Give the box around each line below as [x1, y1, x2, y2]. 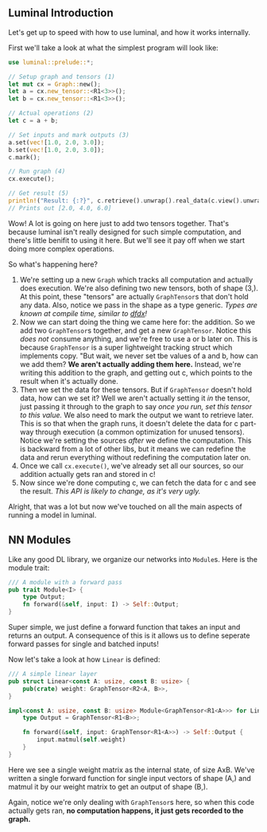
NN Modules [8, 533, 72, 547]
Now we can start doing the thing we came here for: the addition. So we [19, 317, 256, 326]
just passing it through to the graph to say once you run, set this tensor [19, 401, 253, 411]
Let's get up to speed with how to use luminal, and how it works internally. [8, 27, 251, 37]
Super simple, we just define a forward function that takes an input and [8, 623, 241, 631]
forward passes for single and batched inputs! [8, 639, 159, 648]
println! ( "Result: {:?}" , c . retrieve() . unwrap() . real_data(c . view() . [8, 197, 244, 205]
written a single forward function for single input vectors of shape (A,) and [8, 773, 252, 783]
